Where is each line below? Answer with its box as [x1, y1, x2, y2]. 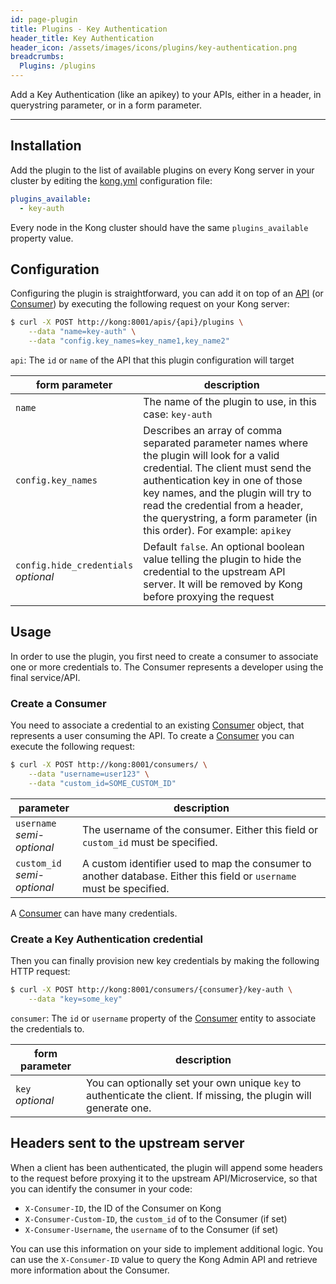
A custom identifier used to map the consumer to [81, 856, 312, 870]
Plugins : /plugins [19, 61, 97, 71]
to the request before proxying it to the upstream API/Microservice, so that [10, 1172, 318, 1184]
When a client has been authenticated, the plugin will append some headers [10, 1161, 323, 1173]
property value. [10, 232, 74, 244]
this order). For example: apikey [143, 524, 292, 537]
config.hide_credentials [15, 560, 134, 571]
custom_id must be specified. [81, 835, 218, 849]
